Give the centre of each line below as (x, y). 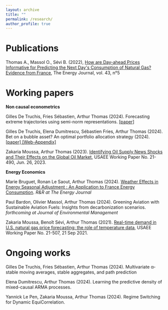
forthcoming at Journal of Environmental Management (62, 213)
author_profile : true (28, 24)
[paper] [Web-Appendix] (31, 142)
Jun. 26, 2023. (31, 162)
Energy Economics (25, 172)
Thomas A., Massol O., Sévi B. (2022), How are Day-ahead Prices (73, 62)
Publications (32, 48)
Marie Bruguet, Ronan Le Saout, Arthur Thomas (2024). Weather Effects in (82, 182)
